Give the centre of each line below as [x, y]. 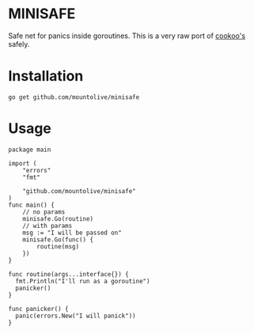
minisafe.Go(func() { [58, 239]
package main [30, 150]
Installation [46, 76]
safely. [19, 44]
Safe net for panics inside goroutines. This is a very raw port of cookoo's [127, 36]
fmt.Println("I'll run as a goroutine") [83, 281]
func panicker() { [38, 309]
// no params [44, 212]
